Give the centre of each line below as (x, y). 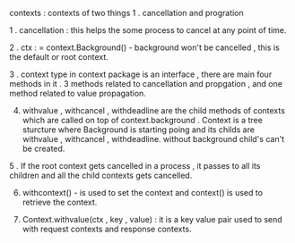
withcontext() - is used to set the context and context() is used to (142, 193)
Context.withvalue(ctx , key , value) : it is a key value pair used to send (152, 219)
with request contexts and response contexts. (107, 229)
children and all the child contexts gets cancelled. (101, 175)
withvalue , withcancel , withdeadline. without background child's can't (153, 139)
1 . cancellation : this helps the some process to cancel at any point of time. (148, 30)
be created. (43, 148)
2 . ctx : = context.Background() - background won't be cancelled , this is (144, 47)
